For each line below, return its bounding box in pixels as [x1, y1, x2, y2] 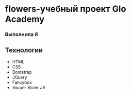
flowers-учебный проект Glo [5, 3, 126, 15]
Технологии [5, 46, 43, 54]
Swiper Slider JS [12, 84, 46, 90]
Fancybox [12, 79, 32, 85]
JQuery [12, 74, 28, 80]
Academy [5, 14, 45, 25]
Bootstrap [12, 69, 32, 75]
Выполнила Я [5, 31, 38, 38]
